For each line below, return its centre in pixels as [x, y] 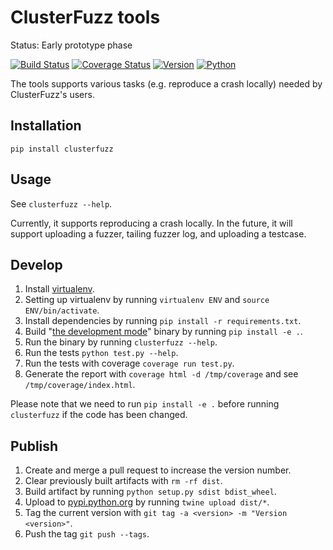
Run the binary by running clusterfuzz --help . [121, 342]
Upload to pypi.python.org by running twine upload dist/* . [147, 502]
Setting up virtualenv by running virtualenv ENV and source [147, 300]
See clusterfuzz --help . [61, 203]
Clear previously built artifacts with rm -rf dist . [123, 481]
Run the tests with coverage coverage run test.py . [129, 363]
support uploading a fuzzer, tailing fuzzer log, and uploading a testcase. [158, 233]
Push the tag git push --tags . [87, 534]
